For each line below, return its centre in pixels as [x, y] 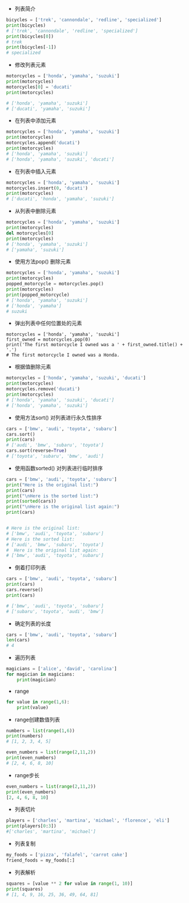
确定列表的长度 [33, 623]
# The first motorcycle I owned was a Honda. [63, 355]
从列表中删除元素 [35, 211]
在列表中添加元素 [35, 120]
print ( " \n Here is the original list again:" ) [63, 507]
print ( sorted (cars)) [31, 501]
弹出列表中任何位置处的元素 [48, 323]
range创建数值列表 [37, 719]
